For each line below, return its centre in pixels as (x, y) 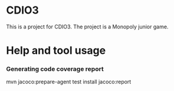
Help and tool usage (56, 51)
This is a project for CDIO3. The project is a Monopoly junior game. (87, 27)
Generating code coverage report (55, 69)
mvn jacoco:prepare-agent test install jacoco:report (69, 82)
